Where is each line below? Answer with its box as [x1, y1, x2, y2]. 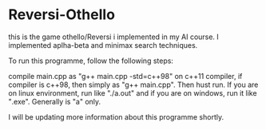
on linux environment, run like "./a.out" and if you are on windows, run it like [8, 88, 257, 97]
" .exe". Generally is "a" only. [8, 97, 101, 106]
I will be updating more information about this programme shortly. [8, 112, 224, 121]
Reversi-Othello [8, 6, 116, 24]
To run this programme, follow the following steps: [8, 56, 174, 65]
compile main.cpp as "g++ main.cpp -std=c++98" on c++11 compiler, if [8, 71, 243, 81]
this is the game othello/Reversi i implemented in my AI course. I [8, 32, 220, 41]
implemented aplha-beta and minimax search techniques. [8, 40, 198, 49]
